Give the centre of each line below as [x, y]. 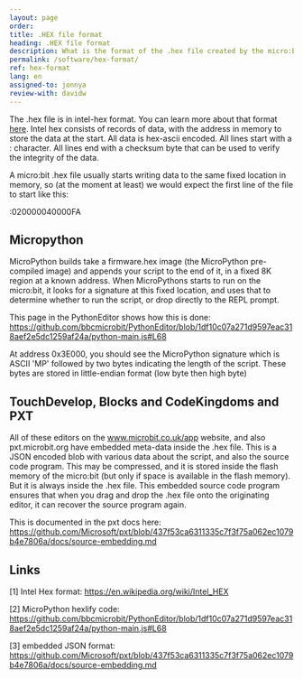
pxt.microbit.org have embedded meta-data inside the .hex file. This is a [143, 447]
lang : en [26, 77]
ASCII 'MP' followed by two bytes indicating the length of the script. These [148, 364]
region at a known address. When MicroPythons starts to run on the [135, 281]
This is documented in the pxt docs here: [86, 522]
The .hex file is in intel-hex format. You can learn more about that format [143, 119]
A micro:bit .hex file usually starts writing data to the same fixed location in [148, 175]
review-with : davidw [48, 93]
